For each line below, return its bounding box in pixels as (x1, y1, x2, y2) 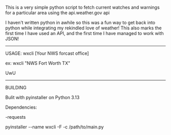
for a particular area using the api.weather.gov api (5, 10, 110, 16)
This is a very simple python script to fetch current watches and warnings (5, 5, 160, 10)
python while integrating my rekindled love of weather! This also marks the (5, 25, 162, 31)
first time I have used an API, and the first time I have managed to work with (5, 30, 164, 36)
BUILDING (5, 85, 27, 90)
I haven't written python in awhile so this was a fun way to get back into (5, 20, 155, 25)
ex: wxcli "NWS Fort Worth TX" (5, 60, 70, 66)
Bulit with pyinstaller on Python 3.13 (5, 94, 80, 100)
